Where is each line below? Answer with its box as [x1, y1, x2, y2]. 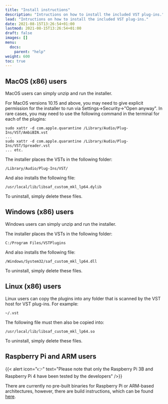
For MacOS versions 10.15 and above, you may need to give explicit [5, 100, 143, 106]
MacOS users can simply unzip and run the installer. [5, 91, 112, 97]
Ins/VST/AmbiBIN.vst [5, 130, 48, 135]
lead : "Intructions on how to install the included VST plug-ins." [5, 17, 149, 22]
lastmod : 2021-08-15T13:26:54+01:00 [5, 26, 81, 31]
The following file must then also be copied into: [5, 319, 104, 325]
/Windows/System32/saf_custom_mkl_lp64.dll [5, 259, 97, 264]
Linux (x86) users [5, 282, 61, 291]
